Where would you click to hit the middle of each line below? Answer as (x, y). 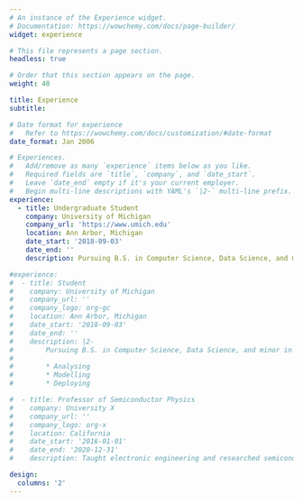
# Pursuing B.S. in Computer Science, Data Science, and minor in (151, 350)
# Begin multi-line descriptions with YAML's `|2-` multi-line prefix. (151, 191)
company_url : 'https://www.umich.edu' (98, 225)
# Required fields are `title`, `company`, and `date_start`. (133, 175)
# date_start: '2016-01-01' (68, 442)
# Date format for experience (66, 124)
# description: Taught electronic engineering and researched (134, 459)
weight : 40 (30, 84)
